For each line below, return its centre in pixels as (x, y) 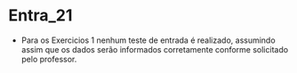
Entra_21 (40, 16)
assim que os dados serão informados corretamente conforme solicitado (155, 49)
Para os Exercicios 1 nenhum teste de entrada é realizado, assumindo (148, 40)
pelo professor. (49, 59)
